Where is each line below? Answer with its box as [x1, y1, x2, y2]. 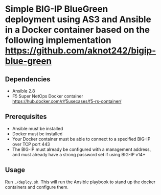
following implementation [5, 35, 112, 46]
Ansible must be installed [12, 125, 63, 131]
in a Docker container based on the [5, 24, 150, 35]
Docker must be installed [12, 131, 63, 137]
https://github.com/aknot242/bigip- [5, 45, 156, 56]
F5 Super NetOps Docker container [12, 93, 83, 99]
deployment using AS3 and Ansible [5, 14, 152, 25]
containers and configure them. [5, 184, 69, 190]
